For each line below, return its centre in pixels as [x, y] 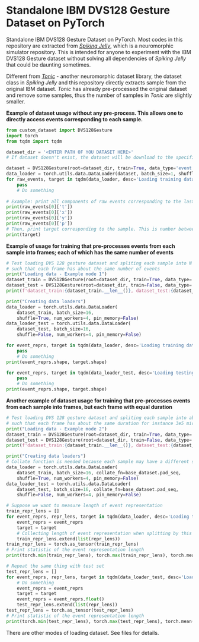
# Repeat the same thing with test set [55, 566]
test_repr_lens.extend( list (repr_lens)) [67, 605]
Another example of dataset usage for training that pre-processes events [98, 401]
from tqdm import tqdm [34, 141]
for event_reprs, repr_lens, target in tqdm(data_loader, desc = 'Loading [98, 517]
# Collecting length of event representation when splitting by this [105, 533]
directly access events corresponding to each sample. [75, 119]
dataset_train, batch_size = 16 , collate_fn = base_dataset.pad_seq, [99, 473]
